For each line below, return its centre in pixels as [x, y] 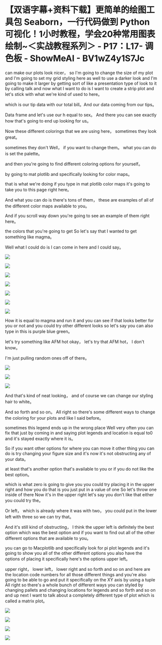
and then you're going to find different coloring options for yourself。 [74, 164]
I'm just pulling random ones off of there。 [47, 358]
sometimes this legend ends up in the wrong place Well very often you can [79, 427]
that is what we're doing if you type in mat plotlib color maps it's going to [78, 184]
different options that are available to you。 [48, 538]
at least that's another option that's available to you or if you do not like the [80, 469]
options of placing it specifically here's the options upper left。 [68, 559]
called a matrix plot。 [26, 601]
